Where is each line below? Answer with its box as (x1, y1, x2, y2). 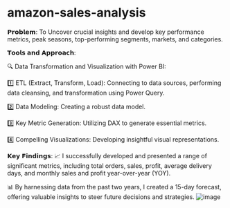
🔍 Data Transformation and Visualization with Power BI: (7, 62, 166, 70)
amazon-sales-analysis (7, 5, 146, 21)
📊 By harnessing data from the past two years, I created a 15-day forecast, (7, 182, 222, 191)
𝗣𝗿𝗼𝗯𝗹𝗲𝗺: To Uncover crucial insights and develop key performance (7, 28, 204, 36)
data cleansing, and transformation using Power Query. (7, 88, 165, 97)
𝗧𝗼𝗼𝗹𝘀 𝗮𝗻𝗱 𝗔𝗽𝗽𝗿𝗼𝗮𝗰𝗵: (7, 48, 76, 57)
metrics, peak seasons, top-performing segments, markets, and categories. (7, 35, 223, 43)
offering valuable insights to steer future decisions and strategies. (7, 192, 195, 201)
